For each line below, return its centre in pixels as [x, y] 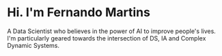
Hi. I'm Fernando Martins [79, 12]
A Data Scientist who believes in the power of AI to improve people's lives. [112, 31]
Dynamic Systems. [33, 45]
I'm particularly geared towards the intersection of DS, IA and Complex [107, 38]
